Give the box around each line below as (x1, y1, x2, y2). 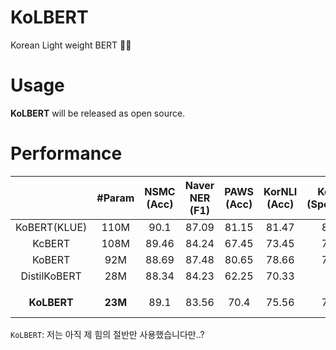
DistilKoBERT (20, 269, 82, 283)
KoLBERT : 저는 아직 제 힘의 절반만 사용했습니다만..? (10, 328, 205, 340)
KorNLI (263, 184, 298, 198)
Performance (10, 142, 123, 165)
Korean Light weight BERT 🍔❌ (10, 39, 132, 51)
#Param (96, 191, 135, 205)
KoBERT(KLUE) (15, 220, 88, 234)
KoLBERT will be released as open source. (10, 107, 186, 119)
